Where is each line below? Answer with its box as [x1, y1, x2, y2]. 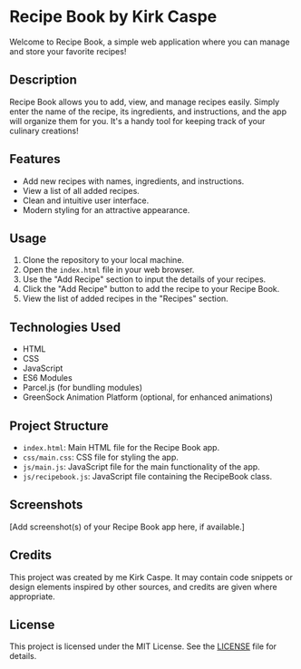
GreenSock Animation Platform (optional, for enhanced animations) [22, 392, 274, 402]
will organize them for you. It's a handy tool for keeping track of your [9, 115, 266, 126]
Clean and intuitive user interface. [22, 195, 150, 206]
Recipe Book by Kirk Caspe [9, 6, 218, 27]
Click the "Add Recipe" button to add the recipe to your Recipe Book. [22, 284, 280, 295]
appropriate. [9, 591, 56, 602]
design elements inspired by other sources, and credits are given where [9, 581, 278, 592]
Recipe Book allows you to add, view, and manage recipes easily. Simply [9, 96, 280, 107]
